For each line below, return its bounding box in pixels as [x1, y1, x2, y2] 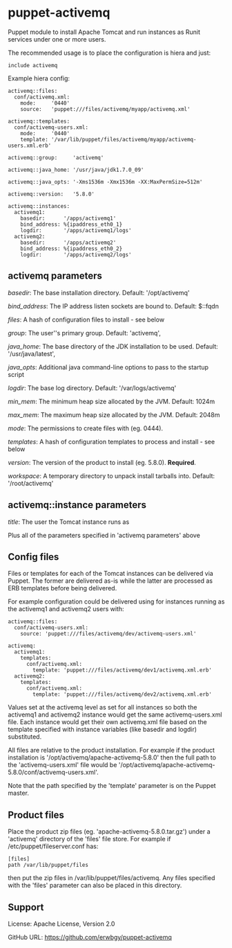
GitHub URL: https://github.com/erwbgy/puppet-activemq [8, 933, 172, 941]
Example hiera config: [8, 74, 70, 82]
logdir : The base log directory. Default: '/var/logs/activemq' [8, 383, 177, 392]
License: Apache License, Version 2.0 [8, 920, 115, 928]
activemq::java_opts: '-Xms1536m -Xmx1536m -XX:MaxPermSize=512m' [8, 178, 203, 185]
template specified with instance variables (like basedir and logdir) [8, 726, 197, 734]
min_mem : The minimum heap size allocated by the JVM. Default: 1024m [8, 397, 215, 405]
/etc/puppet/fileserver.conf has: [8, 842, 99, 850]
